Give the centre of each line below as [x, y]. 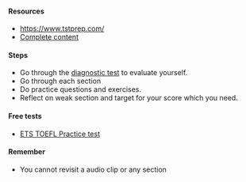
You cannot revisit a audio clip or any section [93, 169]
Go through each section [60, 81]
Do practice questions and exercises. [80, 89]
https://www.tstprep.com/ [62, 28]
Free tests [25, 116]
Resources [27, 11]
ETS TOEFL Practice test [60, 134]
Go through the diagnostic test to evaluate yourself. [104, 73]
